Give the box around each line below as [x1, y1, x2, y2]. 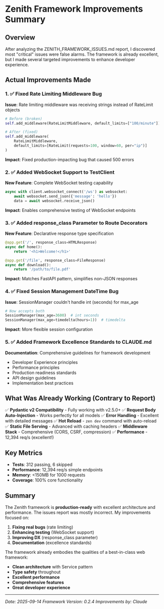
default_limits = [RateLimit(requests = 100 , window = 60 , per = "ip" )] [14, 143, 147, 148]
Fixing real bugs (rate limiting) [12, 524, 73, 530]
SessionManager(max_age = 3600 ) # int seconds [5, 313, 99, 318]
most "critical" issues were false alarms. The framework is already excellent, [5, 51, 159, 57]
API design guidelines [12, 375, 56, 380]
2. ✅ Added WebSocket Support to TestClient [5, 168, 115, 175]
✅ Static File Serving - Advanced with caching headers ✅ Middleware [5, 423, 148, 429]
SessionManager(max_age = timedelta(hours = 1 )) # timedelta [5, 317, 125, 323]
